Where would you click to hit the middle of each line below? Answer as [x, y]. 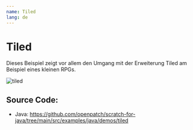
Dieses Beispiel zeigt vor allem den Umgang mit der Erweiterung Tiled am [96, 63]
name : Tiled [21, 12]
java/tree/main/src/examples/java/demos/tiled [71, 120]
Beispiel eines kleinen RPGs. [41, 70]
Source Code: [32, 100]
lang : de [17, 17]
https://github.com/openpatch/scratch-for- [82, 114]
